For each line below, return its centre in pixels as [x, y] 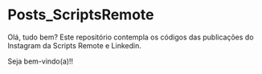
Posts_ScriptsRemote [81, 15]
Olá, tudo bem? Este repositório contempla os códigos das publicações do [131, 37]
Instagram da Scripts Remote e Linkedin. [74, 45]
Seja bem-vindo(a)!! [41, 61]
